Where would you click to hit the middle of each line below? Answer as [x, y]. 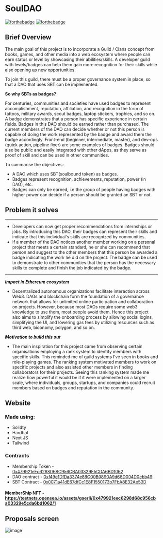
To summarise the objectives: [34, 164]
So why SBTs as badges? [31, 94]
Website [18, 403]
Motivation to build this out [33, 337]
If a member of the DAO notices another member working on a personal [84, 242]
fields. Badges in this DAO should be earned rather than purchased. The [77, 124]
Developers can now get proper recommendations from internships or [82, 226]
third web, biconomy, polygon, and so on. [54, 327]
